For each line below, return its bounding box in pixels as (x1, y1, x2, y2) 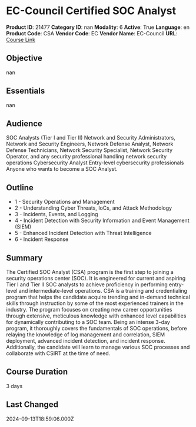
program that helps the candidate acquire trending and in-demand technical (6, 293, 190, 300)
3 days (6, 382, 23, 389)
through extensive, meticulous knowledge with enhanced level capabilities (6, 312, 187, 319)
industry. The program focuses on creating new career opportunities (6, 306, 172, 313)
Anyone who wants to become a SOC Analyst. (6, 165, 118, 173)
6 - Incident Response (14, 236, 69, 243)
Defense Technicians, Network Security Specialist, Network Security (6, 147, 172, 154)
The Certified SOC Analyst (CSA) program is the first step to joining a (6, 269, 174, 275)
